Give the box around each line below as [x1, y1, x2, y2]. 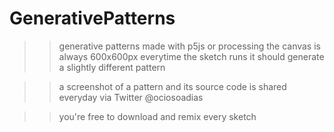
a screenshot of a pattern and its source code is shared [58, 80, 287, 92]
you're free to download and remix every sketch [58, 110, 257, 122]
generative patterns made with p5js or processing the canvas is [58, 40, 321, 52]
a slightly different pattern [58, 61, 166, 73]
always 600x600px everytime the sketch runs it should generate [58, 50, 325, 62]
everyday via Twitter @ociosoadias [58, 91, 204, 103]
